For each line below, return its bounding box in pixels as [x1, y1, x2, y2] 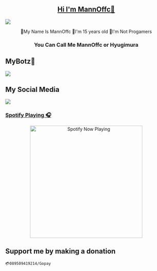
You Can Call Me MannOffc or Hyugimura [34, 41, 139, 48]
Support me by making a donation [5, 247, 116, 256]
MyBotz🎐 [5, 57, 35, 66]
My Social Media [5, 85, 60, 94]
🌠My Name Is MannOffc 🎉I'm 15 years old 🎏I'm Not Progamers [20, 28, 152, 34]
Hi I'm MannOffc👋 [57, 5, 115, 14]
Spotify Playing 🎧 [5, 111, 51, 119]
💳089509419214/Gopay [5, 261, 51, 266]
